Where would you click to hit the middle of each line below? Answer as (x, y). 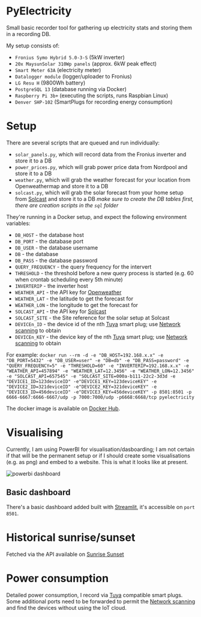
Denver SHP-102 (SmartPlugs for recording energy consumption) (94, 102)
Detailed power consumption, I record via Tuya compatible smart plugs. (94, 595)
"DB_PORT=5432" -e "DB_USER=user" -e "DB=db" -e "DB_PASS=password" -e (97, 360)
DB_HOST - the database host (49, 234)
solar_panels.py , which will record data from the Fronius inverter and (100, 154)
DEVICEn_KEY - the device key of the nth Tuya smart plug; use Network (101, 336)
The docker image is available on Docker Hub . (63, 408)
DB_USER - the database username (56, 248)
